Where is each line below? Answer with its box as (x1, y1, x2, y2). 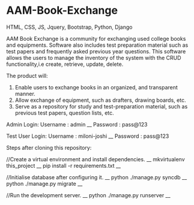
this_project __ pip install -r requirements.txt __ (6, 162, 121, 169)
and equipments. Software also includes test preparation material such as (6, 41, 189, 49)
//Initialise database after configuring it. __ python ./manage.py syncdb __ (6, 173, 187, 180)
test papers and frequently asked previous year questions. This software (6, 47, 186, 55)
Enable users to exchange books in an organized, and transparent (14, 83, 178, 91)
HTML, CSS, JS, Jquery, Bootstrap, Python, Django (6, 23, 133, 31)
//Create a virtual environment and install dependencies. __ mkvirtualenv (6, 155, 185, 162)
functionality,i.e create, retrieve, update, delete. (6, 61, 124, 68)
